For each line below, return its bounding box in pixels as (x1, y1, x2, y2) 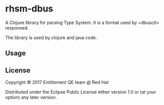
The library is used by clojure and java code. (5, 34, 97, 40)
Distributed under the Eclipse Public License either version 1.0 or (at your (5, 89, 156, 95)
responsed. (5, 24, 29, 30)
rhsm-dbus (5, 3, 54, 14)
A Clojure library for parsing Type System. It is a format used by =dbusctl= (5, 19, 159, 25)
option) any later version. (5, 94, 57, 100)
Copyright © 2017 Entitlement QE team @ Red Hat (5, 79, 109, 85)
